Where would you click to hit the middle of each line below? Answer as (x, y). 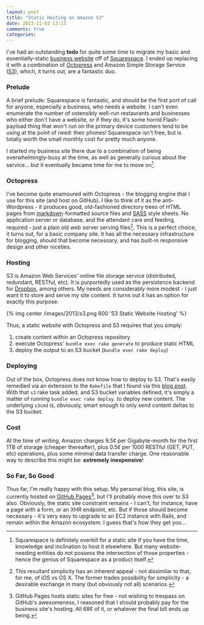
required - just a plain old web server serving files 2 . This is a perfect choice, (101, 227)
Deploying (22, 366)
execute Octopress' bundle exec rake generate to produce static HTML (104, 344)
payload (16, 126)
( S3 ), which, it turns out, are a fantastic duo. (61, 71)
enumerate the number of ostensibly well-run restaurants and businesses (98, 113)
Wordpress (20, 207)
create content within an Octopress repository (73, 337)
